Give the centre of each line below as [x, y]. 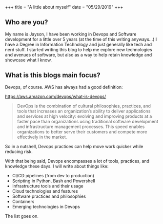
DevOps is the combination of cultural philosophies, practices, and [84, 106]
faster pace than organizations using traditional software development [88, 121]
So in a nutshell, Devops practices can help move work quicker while [74, 146]
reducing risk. [19, 151]
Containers [23, 201]
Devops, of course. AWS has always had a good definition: [64, 87]
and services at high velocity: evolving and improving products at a [84, 116]
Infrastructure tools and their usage [48, 186]
